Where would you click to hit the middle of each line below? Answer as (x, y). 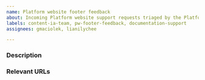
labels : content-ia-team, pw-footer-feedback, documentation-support (97, 23)
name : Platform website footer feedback (59, 12)
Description (24, 55)
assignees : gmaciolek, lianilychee (52, 29)
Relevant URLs (28, 72)
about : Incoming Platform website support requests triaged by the (94, 18)
